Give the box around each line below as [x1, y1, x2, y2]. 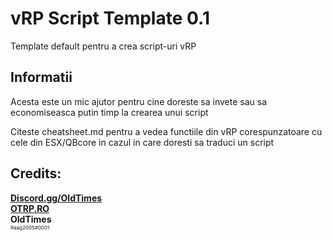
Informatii [10, 69, 73, 86]
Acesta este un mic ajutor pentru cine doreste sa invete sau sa [10, 95, 267, 107]
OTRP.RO [10, 202, 50, 214]
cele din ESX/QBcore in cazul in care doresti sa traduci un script [10, 136, 275, 148]
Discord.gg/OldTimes [10, 192, 103, 204]
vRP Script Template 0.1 [10, 7, 210, 30]
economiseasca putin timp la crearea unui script [10, 106, 209, 118]
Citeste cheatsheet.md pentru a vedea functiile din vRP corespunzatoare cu [10, 125, 323, 137]
